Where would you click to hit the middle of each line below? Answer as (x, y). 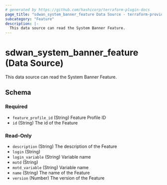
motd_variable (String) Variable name (50, 168)
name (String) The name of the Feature (51, 173)
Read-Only (19, 135)
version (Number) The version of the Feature (58, 178)
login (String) (26, 152)
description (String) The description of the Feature (65, 146)
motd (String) (25, 162)
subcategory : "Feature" (30, 19)
